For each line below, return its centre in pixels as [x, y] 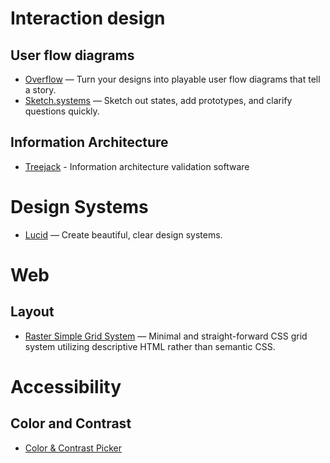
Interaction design [88, 18]
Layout [32, 312]
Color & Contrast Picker [73, 448]
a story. [40, 90]
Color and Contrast [71, 423]
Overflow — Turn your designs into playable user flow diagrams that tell [172, 79]
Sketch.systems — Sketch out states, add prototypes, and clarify [158, 100]
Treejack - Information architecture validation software [137, 166]
